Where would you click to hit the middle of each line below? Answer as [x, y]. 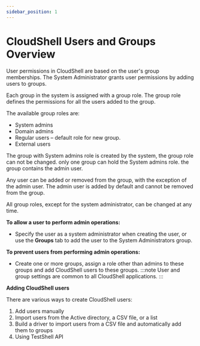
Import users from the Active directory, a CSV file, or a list [86, 317]
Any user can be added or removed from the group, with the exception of [96, 180]
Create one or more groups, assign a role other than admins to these [99, 263]
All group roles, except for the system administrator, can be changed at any [99, 204]
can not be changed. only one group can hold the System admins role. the [98, 162]
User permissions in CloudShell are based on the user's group [83, 71]
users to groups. [26, 83]
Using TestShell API [39, 336]
